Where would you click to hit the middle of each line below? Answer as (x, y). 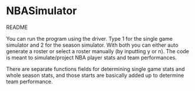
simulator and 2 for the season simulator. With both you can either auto (92, 45)
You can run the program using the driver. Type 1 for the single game (89, 38)
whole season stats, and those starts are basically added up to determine (95, 75)
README (17, 27)
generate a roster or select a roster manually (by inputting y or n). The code (98, 51)
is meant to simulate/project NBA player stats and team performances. (91, 57)
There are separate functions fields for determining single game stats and (95, 69)
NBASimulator (42, 11)
